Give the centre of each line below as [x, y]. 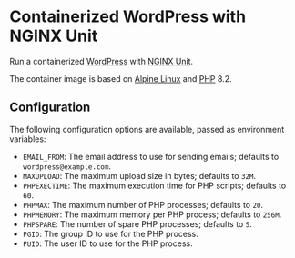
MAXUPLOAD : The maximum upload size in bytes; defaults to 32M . [139, 175]
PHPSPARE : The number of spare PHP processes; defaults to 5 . [137, 223]
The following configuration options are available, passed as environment [147, 129]
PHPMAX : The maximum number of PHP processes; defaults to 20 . [143, 204]
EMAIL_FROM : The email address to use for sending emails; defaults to [151, 156]
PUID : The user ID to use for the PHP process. [107, 243]
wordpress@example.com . [67, 166]
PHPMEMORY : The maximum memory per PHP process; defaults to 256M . [152, 214]
